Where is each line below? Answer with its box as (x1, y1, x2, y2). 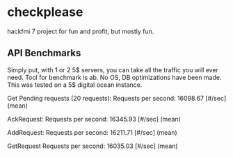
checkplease (7, 4, 83, 20)
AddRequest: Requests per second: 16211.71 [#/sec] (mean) (7, 128, 177, 136)
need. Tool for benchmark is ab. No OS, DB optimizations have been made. (7, 73, 222, 81)
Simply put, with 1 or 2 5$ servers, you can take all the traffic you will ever (7, 65, 219, 74)
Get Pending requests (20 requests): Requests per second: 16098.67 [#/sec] (7, 94, 227, 102)
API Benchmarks (7, 47, 81, 59)
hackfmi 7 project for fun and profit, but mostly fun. (7, 27, 154, 35)
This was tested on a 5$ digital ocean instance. (7, 81, 143, 89)
